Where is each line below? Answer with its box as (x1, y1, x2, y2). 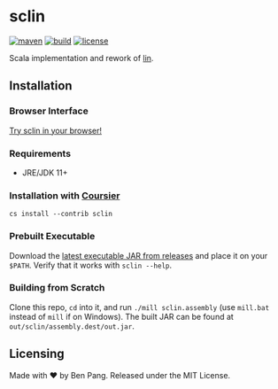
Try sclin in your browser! (9, 125, 103, 136)
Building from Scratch (9, 282, 105, 294)
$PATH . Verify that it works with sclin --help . (9, 260, 173, 270)
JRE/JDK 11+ (21, 167, 68, 178)
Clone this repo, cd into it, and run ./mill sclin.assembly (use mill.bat (9, 301, 270, 312)
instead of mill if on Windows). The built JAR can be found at (9, 311, 235, 322)
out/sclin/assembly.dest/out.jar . (9, 321, 135, 331)
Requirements (9, 147, 72, 159)
